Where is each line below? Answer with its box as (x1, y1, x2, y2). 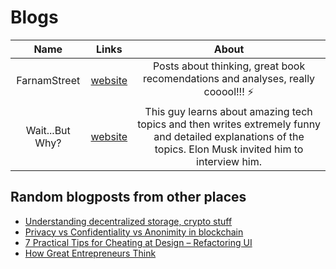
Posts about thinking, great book (152, 59, 306, 73)
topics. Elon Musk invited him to (154, 142, 304, 156)
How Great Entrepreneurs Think (24, 247, 157, 259)
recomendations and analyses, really (143, 71, 316, 85)
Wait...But (25, 123, 71, 137)
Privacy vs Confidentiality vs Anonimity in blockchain (24, 226, 244, 238)
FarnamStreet (16, 74, 81, 88)
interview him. (196, 154, 263, 168)
